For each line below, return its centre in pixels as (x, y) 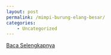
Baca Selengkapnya (31, 45)
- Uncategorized (37, 28)
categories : (21, 23)
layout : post (22, 12)
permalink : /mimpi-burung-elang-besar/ (56, 17)
